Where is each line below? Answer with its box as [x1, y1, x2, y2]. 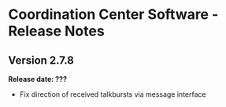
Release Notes [8, 22, 105, 40]
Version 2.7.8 [8, 53, 75, 67]
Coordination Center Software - [8, 6, 219, 24]
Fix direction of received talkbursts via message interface [19, 90, 206, 99]
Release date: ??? [8, 75, 68, 83]
